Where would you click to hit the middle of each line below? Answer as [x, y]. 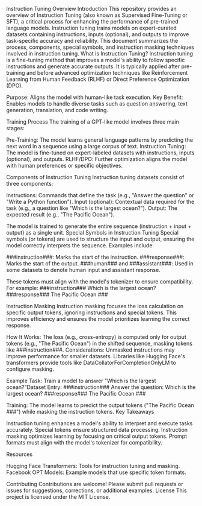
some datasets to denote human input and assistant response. [83, 270]
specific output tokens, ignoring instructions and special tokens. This [92, 312]
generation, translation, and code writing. [57, 110]
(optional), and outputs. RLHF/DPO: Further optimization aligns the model [97, 159]
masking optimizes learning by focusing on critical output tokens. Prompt [97, 436]
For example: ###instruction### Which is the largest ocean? [81, 288]
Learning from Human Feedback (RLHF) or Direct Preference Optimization [98, 79]
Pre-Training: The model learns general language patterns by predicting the [100, 140]
